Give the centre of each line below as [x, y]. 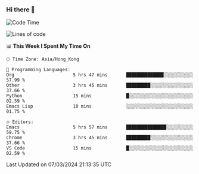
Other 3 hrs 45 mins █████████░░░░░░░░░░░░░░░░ [100, 86]
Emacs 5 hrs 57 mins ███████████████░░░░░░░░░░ [100, 127]
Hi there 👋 [21, 10]
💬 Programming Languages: [38, 70]
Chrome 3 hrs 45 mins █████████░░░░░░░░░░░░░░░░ [100, 138]
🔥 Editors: [20, 122]
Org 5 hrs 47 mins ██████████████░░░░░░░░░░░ [100, 75]
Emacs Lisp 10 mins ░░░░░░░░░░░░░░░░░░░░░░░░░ [100, 106]
